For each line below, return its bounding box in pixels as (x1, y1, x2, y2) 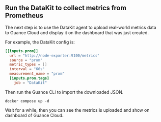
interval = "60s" (9, 67, 45, 72)
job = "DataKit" (14, 80, 48, 85)
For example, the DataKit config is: (5, 39, 75, 45)
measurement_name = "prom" (9, 71, 65, 76)
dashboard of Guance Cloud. (5, 112, 64, 118)
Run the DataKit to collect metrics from (5, 4, 127, 12)
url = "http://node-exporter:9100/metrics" (9, 53, 100, 58)
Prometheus (5, 12, 44, 20)
